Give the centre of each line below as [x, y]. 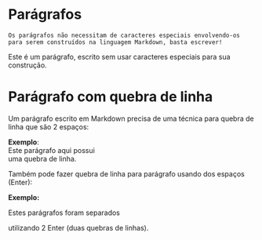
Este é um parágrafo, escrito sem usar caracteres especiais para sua [119, 56]
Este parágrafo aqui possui [52, 150]
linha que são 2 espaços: [49, 126]
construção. [27, 65]
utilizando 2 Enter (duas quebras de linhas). [78, 227]
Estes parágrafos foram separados [64, 213]
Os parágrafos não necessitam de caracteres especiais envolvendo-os [124, 35]
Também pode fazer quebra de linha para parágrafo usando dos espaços [126, 173]
